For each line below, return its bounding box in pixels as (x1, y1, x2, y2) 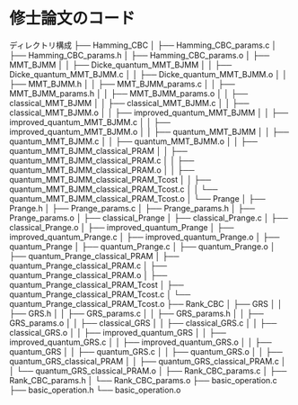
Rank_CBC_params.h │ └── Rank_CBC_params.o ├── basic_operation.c (9, 374, 278, 385)
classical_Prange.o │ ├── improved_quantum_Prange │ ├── (9, 221, 235, 232)
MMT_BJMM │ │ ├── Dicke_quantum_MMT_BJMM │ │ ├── (9, 59, 232, 70)
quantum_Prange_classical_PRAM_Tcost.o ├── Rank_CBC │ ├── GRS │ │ (9, 298, 283, 309)
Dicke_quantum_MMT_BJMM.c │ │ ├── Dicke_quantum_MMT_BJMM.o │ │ (9, 68, 288, 79)
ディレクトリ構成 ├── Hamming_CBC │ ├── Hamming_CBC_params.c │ (9, 40, 277, 50)
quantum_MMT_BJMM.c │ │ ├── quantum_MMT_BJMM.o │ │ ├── (9, 136, 259, 147)
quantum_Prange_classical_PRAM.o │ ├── (9, 269, 168, 280)
